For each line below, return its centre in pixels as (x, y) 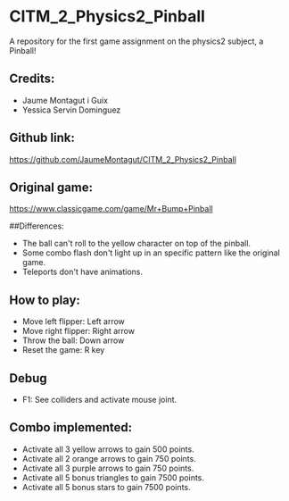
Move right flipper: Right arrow (78, 331)
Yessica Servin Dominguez (71, 110)
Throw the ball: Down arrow (73, 340)
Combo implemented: (70, 427)
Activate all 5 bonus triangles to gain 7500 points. (113, 477)
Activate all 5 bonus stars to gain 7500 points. (106, 487)
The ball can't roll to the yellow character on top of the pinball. (136, 244)
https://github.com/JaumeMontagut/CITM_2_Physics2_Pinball (123, 159)
